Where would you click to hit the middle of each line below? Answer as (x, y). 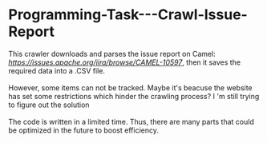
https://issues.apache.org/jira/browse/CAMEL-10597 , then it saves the (125, 62)
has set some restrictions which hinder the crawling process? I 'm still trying (134, 96)
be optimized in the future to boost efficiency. (83, 130)
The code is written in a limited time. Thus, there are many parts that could (131, 121)
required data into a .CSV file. (57, 70)
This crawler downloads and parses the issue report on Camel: (112, 54)
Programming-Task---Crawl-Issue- (128, 15)
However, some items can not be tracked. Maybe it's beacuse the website (130, 87)
